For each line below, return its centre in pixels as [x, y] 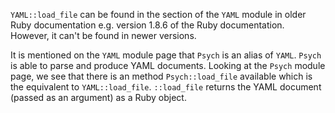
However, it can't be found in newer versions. [103, 35]
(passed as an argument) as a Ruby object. [98, 97]
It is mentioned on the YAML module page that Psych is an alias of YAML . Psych [166, 55]
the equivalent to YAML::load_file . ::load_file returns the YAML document [166, 87]
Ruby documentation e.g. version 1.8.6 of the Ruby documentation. [147, 25]
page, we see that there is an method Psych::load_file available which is [161, 76]
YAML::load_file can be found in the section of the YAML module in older [158, 14]
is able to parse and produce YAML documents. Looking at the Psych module [168, 65]
